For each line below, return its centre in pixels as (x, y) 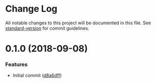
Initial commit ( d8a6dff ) (37, 75)
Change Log (31, 9)
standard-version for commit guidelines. (47, 28)
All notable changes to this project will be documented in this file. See (78, 23)
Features (17, 65)
